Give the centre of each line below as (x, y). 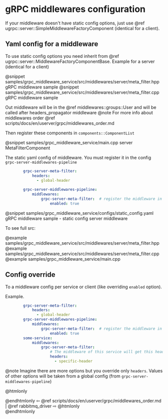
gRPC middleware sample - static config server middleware (66, 218)
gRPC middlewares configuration (75, 9)
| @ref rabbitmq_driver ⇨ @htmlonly (42, 406)
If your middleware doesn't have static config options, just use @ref (75, 23)
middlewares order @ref (30, 118)
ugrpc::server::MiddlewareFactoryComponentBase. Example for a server (80, 61)
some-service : (38, 338)
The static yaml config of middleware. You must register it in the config (78, 157)
